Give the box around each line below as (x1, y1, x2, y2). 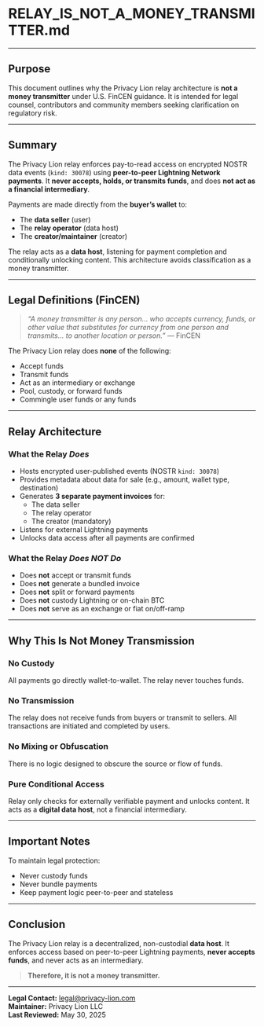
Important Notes (8, 834, 90, 849)
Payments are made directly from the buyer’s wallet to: (8, 200, 187, 209)
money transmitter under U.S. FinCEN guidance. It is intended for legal (8, 91, 239, 101)
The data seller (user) (19, 215, 91, 224)
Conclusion (8, 918, 66, 931)
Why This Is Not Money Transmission (8, 634, 195, 647)
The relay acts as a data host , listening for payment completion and (8, 247, 228, 256)
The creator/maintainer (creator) (19, 231, 128, 240)
